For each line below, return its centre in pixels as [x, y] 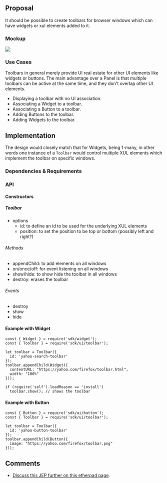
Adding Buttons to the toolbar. [43, 114]
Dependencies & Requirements [43, 171]
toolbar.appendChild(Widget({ [37, 365]
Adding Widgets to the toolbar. [44, 120]
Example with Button [27, 402]
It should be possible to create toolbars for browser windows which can [79, 20]
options [20, 220]
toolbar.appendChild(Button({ [37, 439]
